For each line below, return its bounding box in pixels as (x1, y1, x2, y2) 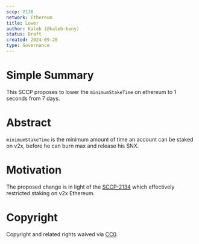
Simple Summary (6, 69, 94, 82)
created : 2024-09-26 (6, 37, 58, 43)
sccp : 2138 (6, 8, 34, 15)
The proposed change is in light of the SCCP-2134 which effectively (6, 183, 175, 190)
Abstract (6, 116, 51, 130)
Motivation (6, 163, 62, 177)
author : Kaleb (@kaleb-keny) (6, 25, 80, 32)
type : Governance (6, 43, 50, 49)
